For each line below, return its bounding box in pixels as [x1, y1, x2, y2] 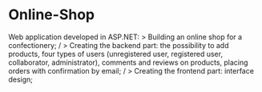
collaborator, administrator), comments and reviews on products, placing [8, 58, 248, 67]
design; [8, 74, 34, 84]
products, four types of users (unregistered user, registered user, [8, 49, 223, 58]
